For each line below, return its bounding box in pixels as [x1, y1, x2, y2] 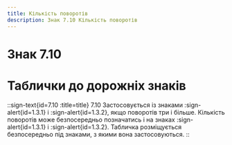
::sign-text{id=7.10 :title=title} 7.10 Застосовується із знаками [7, 101, 184, 109]
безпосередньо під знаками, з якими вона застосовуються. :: [7, 130, 190, 138]
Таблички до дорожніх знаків [7, 77, 186, 93]
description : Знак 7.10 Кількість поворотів [7, 17, 138, 23]
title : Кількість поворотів [7, 10, 89, 17]
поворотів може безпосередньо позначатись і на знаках [7, 115, 175, 124]
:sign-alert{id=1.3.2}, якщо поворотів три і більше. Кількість [51, 108, 225, 116]
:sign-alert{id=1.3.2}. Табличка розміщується [51, 122, 182, 131]
